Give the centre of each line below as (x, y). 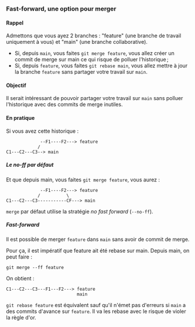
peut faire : (19, 257)
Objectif (16, 85)
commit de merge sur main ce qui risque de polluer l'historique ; (91, 60)
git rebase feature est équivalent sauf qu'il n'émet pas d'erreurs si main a (96, 305)
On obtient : (20, 278)
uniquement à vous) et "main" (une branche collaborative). (77, 42)
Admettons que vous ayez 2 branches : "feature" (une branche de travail (94, 36)
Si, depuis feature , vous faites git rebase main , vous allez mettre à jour (101, 66)
